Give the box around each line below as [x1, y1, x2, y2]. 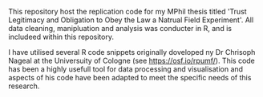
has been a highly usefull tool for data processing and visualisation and [8, 64, 243, 74]
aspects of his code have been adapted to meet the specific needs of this [8, 73, 252, 82]
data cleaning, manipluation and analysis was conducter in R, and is [8, 24, 233, 33]
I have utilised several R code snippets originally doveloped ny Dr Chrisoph [8, 48, 256, 56]
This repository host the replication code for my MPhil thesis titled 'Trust [8, 7, 247, 16]
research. [8, 81, 40, 91]
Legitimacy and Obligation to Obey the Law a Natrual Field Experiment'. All [8, 15, 254, 25]
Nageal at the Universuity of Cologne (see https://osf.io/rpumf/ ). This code [8, 56, 255, 65]
